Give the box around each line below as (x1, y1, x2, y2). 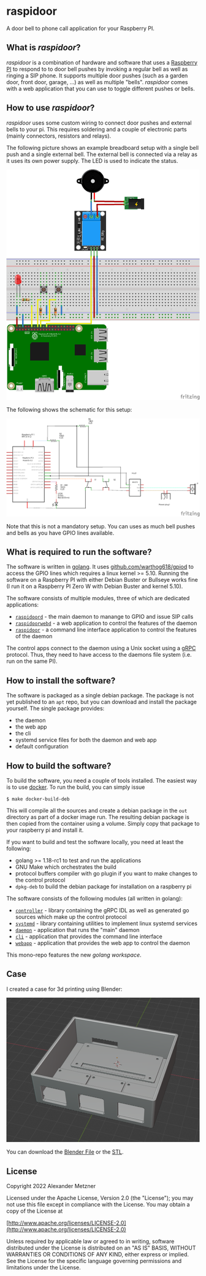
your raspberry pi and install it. (6, 826, 84, 834)
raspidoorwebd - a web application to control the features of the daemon (15, 619, 197, 627)
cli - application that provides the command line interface (15, 933, 162, 940)
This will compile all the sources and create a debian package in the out (6, 807, 188, 814)
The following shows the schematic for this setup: (6, 406, 132, 413)
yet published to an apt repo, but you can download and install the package (6, 699, 197, 706)
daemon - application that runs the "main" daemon (15, 926, 140, 933)
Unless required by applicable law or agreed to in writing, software (6, 1238, 175, 1245)
